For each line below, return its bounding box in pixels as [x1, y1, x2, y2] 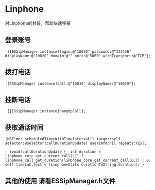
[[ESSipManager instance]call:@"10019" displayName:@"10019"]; [5, 81, 136, 86]
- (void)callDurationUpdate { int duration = [5, 149, 101, 154]
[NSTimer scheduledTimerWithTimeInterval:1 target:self [5, 137, 121, 142]
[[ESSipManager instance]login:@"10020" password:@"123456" [7, 49, 132, 54]
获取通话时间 [5, 123, 44, 131]
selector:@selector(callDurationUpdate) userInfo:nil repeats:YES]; [5, 141, 147, 146]
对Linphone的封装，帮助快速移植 [5, 20, 71, 26]
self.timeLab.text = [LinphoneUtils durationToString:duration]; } [5, 162, 145, 167]
